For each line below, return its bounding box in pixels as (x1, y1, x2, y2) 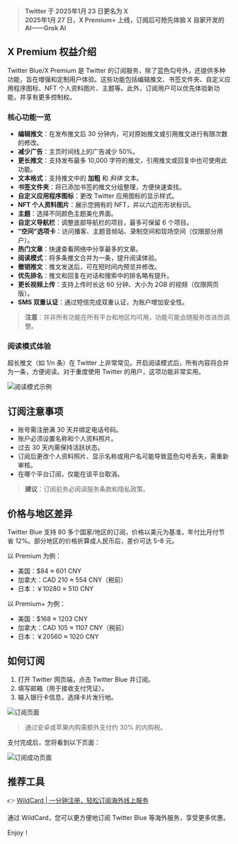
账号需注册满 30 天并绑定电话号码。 (17, 425, 123, 434)
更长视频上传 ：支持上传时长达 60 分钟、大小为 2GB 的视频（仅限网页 (17, 280, 220, 289)
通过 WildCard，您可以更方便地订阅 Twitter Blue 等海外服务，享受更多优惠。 (7, 813, 230, 821)
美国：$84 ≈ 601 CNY (17, 567, 82, 575)
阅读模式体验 (7, 342, 52, 351)
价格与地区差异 (7, 507, 73, 519)
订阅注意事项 (7, 405, 64, 417)
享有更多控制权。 (25, 92, 76, 101)
